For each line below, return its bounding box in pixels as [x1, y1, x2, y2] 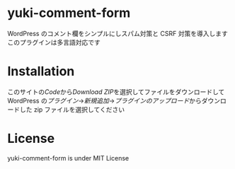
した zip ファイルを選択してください [19, 105, 125, 114]
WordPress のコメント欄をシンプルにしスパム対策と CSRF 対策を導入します [7, 29, 228, 37]
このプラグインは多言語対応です [7, 37, 101, 47]
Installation [7, 64, 75, 79]
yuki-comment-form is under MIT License [7, 153, 130, 162]
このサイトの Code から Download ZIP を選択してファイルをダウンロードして [7, 87, 225, 96]
